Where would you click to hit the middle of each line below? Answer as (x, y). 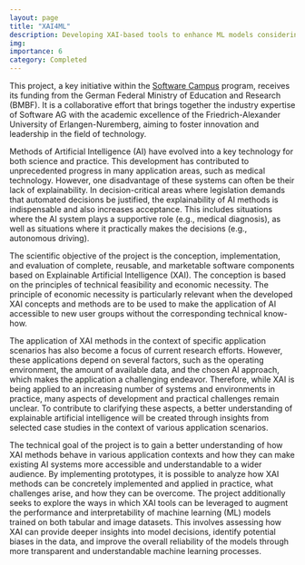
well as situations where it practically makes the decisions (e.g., (128, 229)
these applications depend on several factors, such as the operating (137, 360)
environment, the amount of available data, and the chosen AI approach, (144, 370)
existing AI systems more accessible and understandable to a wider (136, 464)
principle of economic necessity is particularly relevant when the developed (151, 294)
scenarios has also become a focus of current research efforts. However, (146, 351)
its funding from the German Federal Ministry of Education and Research (145, 95)
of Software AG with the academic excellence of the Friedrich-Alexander (145, 115)
